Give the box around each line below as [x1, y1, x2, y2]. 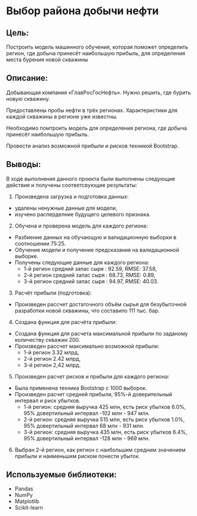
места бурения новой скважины [6, 56, 89, 63]
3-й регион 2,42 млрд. [23, 361, 81, 368]
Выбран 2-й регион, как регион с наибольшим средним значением [14, 446, 186, 453]
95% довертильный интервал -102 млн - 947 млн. [23, 409, 150, 416]
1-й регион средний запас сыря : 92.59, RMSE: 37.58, [23, 265, 157, 272]
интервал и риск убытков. [14, 397, 81, 404]
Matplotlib [14, 498, 40, 505]
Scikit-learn [14, 504, 43, 511]
